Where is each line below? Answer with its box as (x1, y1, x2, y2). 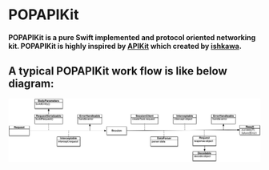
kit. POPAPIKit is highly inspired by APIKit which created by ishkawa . (8, 41, 242, 51)
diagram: (8, 77, 54, 91)
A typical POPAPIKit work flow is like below (8, 64, 228, 78)
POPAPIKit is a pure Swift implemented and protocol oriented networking (8, 32, 256, 42)
